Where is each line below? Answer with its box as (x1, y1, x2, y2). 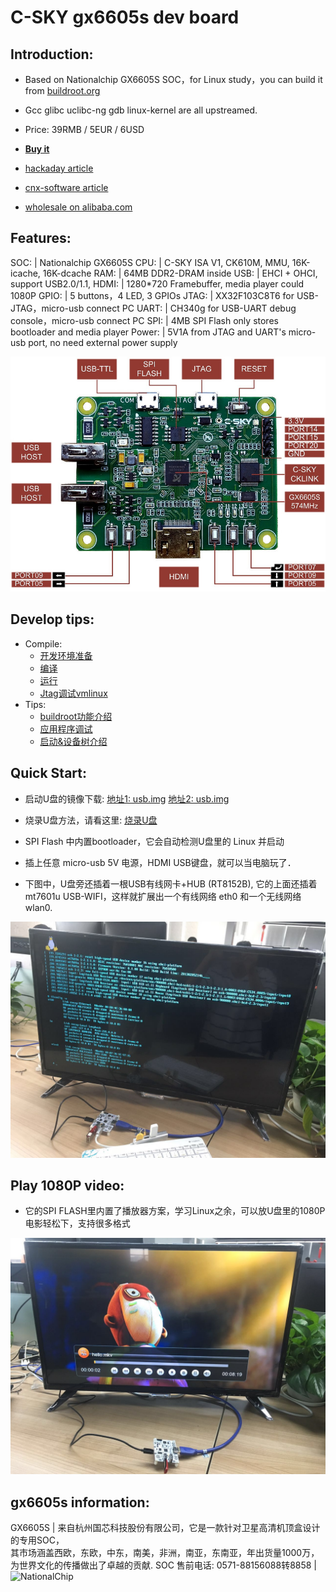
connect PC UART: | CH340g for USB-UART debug (86, 302, 297, 314)
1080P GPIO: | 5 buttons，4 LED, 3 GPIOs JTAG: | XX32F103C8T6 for (10, 289, 295, 301)
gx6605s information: (10, 1494, 150, 1511)
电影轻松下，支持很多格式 (24, 1217, 131, 1230)
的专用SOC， (10, 1534, 65, 1546)
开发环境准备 (39, 649, 93, 661)
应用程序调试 (39, 722, 93, 735)
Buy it (24, 143, 50, 155)
